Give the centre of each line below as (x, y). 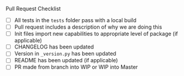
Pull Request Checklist (33, 9)
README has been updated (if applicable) (66, 60)
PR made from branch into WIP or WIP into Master (76, 67)
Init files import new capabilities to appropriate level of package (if (96, 34)
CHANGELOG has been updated (54, 47)
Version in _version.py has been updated (65, 54)
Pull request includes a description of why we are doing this (88, 27)
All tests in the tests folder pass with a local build (75, 20)
